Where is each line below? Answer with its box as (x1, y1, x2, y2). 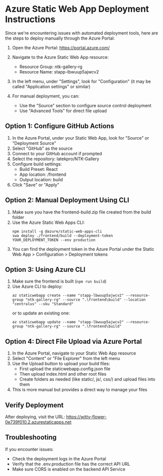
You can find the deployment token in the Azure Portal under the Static (12, 246, 155, 252)
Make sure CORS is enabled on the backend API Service (12, 466, 125, 472)
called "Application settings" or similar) (12, 83, 91, 89)
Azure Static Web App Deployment (5, 3, 149, 15)
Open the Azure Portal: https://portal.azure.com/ (12, 45, 110, 50)
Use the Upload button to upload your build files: (12, 361, 110, 367)
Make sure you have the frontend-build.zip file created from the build (12, 209, 151, 215)
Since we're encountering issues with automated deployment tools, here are (5, 30, 159, 36)
